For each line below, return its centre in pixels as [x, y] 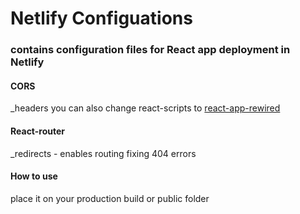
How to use [34, 176]
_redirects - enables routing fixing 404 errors [103, 153]
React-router [38, 131]
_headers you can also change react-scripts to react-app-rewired [145, 108]
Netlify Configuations [101, 18]
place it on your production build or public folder [110, 198]
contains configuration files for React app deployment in [150, 50]
